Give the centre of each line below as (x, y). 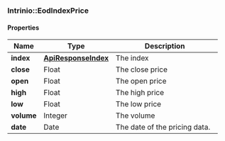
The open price (141, 81)
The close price (142, 69)
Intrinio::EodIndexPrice (48, 11)
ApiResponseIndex (76, 58)
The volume (136, 115)
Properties (23, 28)
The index (132, 58)
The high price (140, 93)
